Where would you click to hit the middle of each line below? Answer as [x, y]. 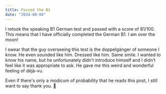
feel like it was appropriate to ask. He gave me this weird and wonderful [79, 65]
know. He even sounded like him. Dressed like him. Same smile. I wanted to [83, 55]
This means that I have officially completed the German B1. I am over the [80, 34]
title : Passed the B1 [28, 10]
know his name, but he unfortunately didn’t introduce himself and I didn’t [80, 60]
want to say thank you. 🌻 [31, 85]
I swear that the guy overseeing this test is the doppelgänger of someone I [82, 49]
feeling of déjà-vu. [24, 70]
